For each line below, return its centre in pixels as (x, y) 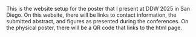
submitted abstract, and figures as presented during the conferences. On (97, 21)
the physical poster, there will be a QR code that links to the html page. (94, 27)
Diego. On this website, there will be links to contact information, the (91, 15)
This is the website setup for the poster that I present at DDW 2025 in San (98, 9)
